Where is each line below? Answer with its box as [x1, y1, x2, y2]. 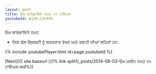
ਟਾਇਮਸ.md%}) [5, 64, 34, 70]
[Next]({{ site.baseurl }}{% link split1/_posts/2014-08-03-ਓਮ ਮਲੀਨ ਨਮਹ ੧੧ [5, 58, 151, 64]
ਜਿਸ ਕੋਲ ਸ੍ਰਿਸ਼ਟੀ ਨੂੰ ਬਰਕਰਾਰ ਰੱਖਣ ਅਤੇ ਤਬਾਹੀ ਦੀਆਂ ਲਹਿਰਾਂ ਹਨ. [12, 39, 119, 45]
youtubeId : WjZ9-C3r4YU [5, 16, 53, 21]
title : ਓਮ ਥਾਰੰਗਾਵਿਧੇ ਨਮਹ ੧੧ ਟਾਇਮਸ [5, 12, 71, 17]
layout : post [5, 7, 31, 12]
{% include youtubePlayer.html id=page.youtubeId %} [5, 49, 113, 55]
